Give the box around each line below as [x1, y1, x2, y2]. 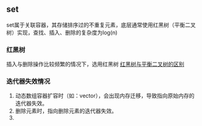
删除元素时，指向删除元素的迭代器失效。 [15, 107, 117, 114]
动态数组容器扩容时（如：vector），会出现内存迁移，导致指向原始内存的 [15, 92, 195, 99]
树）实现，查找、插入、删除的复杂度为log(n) [6, 29, 118, 36]
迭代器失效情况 [6, 77, 51, 86]
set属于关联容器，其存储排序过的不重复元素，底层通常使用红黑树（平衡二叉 [6, 21, 197, 29]
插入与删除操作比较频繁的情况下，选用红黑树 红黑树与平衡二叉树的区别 [6, 60, 184, 68]
